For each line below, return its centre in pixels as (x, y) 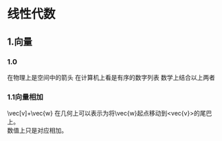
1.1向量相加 (25, 97)
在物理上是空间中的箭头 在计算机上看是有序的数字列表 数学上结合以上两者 (111, 77)
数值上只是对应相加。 (37, 131)
